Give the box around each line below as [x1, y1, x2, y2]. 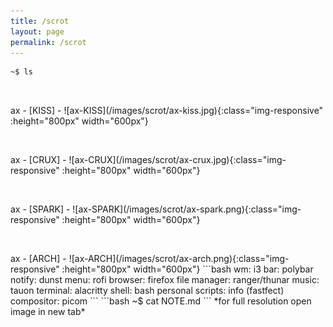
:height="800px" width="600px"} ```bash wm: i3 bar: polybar [61, 263, 314, 275]
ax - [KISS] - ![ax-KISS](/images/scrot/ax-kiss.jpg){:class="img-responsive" [10, 105, 324, 117]
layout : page [10, 26, 65, 37]
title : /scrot [10, 16, 70, 26]
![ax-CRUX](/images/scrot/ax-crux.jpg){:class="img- [68, 154, 287, 166]
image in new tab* [10, 306, 86, 318]
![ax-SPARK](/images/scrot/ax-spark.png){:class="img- [72, 203, 302, 215]
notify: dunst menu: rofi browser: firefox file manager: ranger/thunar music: [10, 274, 320, 286]
